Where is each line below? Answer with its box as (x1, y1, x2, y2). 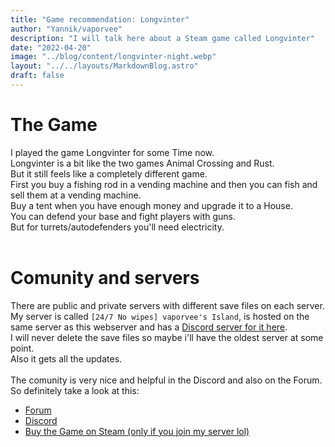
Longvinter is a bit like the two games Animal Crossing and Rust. (10, 157, 275, 169)
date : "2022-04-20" (10, 42, 92, 53)
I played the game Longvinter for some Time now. (10, 146, 215, 158)
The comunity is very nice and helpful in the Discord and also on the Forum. (10, 374, 323, 386)
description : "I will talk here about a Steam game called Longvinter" (10, 33, 315, 43)
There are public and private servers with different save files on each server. (10, 299, 325, 311)
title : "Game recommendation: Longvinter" (10, 14, 190, 25)
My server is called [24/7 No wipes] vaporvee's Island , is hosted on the (10, 310, 310, 322)
